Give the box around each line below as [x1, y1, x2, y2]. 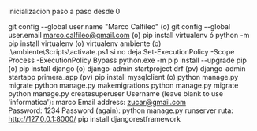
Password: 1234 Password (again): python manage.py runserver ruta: [8, 106, 234, 115]
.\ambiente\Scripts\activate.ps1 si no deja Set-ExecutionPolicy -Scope [8, 47, 235, 56]
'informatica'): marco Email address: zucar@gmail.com [8, 98, 187, 107]
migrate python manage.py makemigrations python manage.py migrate [8, 80, 239, 90]
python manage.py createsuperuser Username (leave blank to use [8, 89, 223, 98]
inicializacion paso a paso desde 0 [8, 7, 121, 16]
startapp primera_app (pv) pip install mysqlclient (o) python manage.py [8, 73, 239, 81]
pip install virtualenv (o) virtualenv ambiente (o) [8, 39, 162, 48]
